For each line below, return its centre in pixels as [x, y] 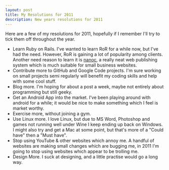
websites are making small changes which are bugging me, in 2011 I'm [86, 146]
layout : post [19, 10]
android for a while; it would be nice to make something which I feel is [85, 103]
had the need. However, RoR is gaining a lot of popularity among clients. [88, 54]
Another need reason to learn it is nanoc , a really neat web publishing [85, 60]
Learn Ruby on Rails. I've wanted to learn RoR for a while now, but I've [85, 49]
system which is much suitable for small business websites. [75, 65]
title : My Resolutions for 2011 [39, 15]
